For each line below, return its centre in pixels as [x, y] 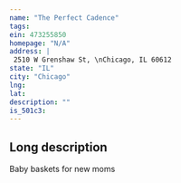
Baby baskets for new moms [62, 169]
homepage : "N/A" [40, 43]
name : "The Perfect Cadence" [64, 18]
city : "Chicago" [40, 77]
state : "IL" [32, 69]
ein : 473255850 [38, 34]
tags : [19, 26]
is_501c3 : [28, 111]
